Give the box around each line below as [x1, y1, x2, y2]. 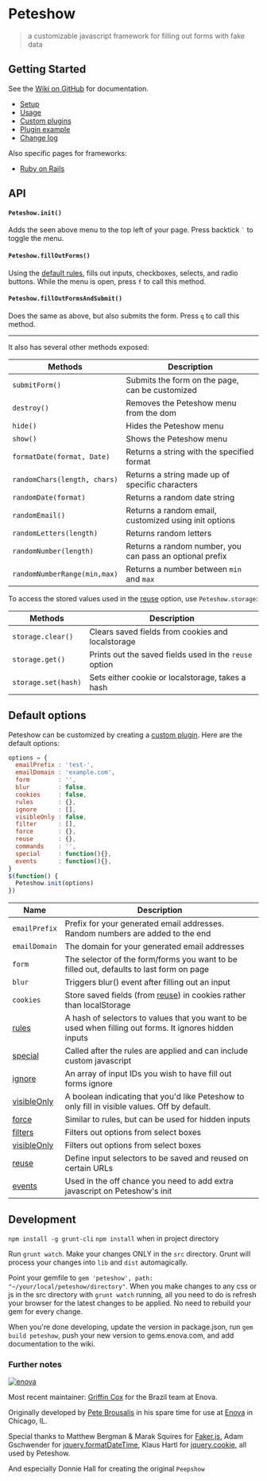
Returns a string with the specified [126, 446, 254, 457]
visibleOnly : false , [15, 813, 87, 821]
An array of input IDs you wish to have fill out [64, 1068, 232, 1079]
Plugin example [19, 124, 71, 134]
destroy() [12, 403, 49, 412]
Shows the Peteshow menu [126, 433, 228, 444]
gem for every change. [8, 1307, 83, 1316]
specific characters [126, 479, 199, 490]
